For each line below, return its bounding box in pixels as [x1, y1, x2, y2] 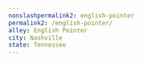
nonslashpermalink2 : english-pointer [8, 11, 135, 20]
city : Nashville [8, 33, 63, 42]
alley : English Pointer [8, 26, 88, 34]
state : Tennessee [8, 41, 67, 49]
